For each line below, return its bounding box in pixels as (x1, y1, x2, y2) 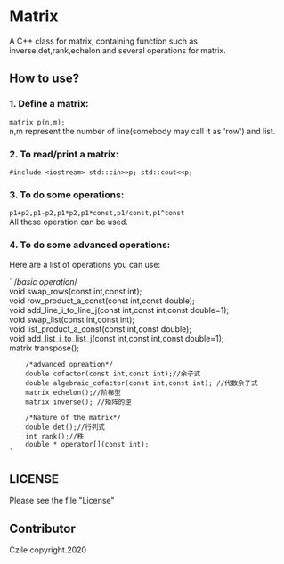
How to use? (9, 71, 80, 86)
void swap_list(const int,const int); (9, 314, 135, 325)
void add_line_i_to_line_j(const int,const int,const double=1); (9, 304, 230, 315)
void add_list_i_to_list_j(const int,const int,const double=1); (9, 333, 224, 343)
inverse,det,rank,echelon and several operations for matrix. (9, 44, 227, 55)
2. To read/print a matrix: (9, 148, 119, 160)
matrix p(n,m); (9, 117, 66, 126)
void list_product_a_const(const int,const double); (9, 323, 192, 334)
